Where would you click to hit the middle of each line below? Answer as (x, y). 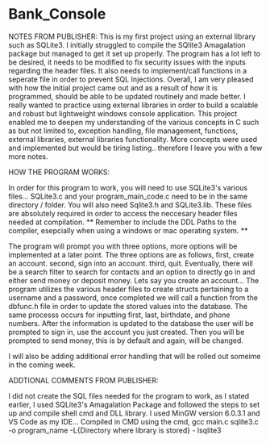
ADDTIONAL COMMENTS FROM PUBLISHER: (83, 380)
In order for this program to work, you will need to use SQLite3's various (128, 187)
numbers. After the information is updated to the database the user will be (131, 323)
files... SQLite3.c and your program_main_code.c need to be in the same (128, 196)
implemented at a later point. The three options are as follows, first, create (131, 254)
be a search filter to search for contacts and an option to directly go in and (132, 272)
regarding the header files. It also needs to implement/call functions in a (128, 70)
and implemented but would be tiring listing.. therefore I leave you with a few (135, 148)
